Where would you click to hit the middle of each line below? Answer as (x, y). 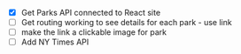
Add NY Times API (55, 42)
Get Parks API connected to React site (91, 13)
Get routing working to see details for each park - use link (126, 23)
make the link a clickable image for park (94, 32)
